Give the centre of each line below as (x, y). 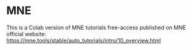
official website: (26, 34)
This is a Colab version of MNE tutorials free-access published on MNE (96, 27)
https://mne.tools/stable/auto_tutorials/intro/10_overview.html (84, 40)
